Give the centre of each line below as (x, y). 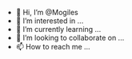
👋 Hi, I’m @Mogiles (47, 12)
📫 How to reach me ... (53, 47)
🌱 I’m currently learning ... (58, 29)
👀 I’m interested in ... (50, 21)
